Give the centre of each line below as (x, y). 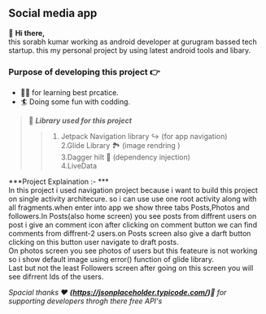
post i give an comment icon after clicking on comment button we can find (133, 225)
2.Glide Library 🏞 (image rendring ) (120, 146)
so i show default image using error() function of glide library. (111, 259)
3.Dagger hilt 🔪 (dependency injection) (126, 157)
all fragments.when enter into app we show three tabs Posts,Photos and (129, 207)
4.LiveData (79, 166)
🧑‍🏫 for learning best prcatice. (70, 93)
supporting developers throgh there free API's (85, 301)
